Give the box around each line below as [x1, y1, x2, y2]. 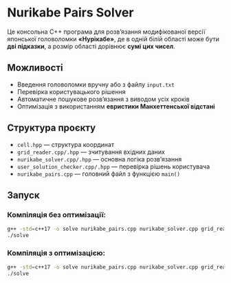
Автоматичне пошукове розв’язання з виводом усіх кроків [16, 95, 190, 103]
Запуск [7, 189, 40, 201]
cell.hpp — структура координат [16, 140, 115, 148]
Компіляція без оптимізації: [7, 210, 107, 219]
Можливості [7, 62, 63, 73]
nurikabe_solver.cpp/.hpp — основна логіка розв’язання [16, 155, 182, 163]
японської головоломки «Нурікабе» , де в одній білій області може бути [7, 34, 220, 43]
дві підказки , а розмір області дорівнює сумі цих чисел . [7, 42, 175, 50]
